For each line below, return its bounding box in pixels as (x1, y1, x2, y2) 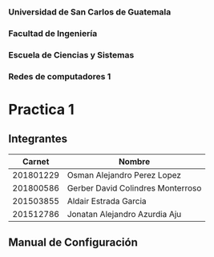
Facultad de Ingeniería (8, 27, 98, 38)
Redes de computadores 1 (8, 70, 111, 82)
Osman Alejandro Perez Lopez (67, 169, 182, 180)
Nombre (119, 155, 151, 167)
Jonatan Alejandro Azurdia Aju (67, 208, 182, 219)
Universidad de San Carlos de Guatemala (8, 6, 172, 18)
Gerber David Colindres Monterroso (67, 183, 202, 194)
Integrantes (8, 132, 68, 146)
